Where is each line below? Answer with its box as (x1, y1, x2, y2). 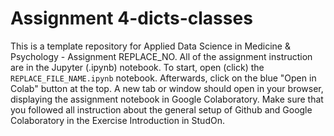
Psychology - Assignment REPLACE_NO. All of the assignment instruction (10, 50, 313, 62)
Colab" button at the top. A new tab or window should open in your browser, (10, 82, 324, 94)
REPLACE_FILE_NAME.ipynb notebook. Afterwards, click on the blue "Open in (10, 72, 317, 84)
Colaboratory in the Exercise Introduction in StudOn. (10, 114, 225, 126)
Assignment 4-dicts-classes (10, 7, 253, 30)
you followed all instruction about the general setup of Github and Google (10, 103, 313, 116)
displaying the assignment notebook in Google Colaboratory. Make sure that (10, 93, 324, 105)
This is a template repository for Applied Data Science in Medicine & (10, 40, 291, 52)
